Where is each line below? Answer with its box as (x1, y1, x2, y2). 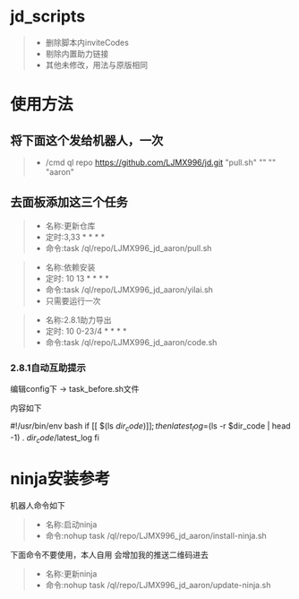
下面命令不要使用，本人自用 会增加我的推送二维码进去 (10, 549, 209, 560)
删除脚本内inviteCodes (45, 37, 129, 48)
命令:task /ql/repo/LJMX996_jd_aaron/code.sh (45, 336, 218, 347)
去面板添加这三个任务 (10, 195, 128, 210)
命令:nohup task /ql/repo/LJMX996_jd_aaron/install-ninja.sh (45, 530, 267, 541)
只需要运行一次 (45, 295, 101, 306)
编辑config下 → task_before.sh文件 (10, 384, 140, 395)
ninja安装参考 (10, 468, 111, 489)
